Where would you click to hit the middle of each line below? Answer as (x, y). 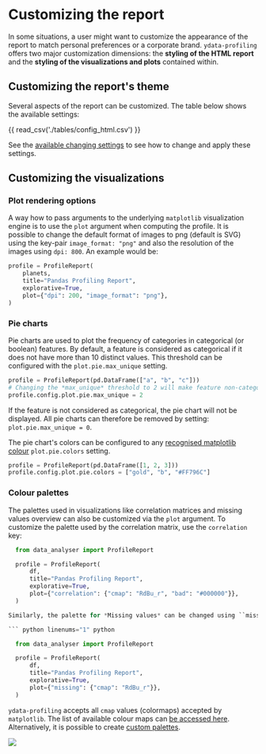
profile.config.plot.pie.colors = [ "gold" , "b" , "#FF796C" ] (110, 473)
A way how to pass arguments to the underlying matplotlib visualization (126, 218)
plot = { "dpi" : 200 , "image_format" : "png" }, (95, 295)
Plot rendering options (52, 201)
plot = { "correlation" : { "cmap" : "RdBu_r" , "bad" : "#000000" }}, (134, 594)
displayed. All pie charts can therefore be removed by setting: (109, 418)
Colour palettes (39, 493)
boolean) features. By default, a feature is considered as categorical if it (125, 348)
